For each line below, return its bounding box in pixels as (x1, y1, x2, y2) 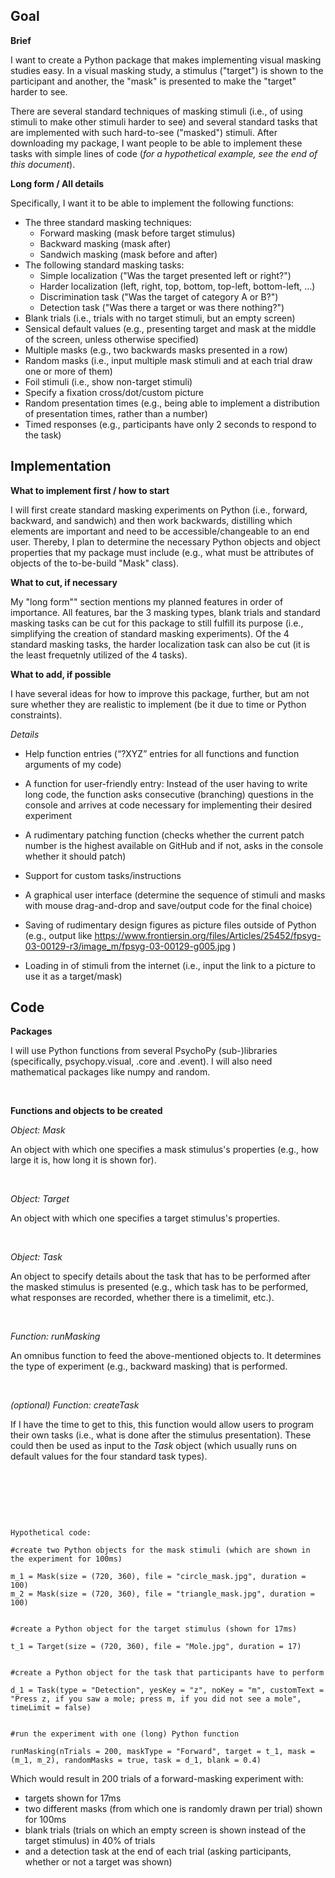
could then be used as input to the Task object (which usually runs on (10, 1440, 298, 1452)
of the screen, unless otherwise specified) (24, 333, 200, 345)
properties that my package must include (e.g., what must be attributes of (10, 546, 315, 558)
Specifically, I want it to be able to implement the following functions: (10, 197, 295, 209)
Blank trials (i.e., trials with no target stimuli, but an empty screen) (24, 312, 296, 324)
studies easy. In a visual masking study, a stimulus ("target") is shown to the (10, 64, 324, 76)
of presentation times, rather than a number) (24, 407, 208, 419)
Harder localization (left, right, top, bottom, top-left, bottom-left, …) (39, 280, 316, 292)
